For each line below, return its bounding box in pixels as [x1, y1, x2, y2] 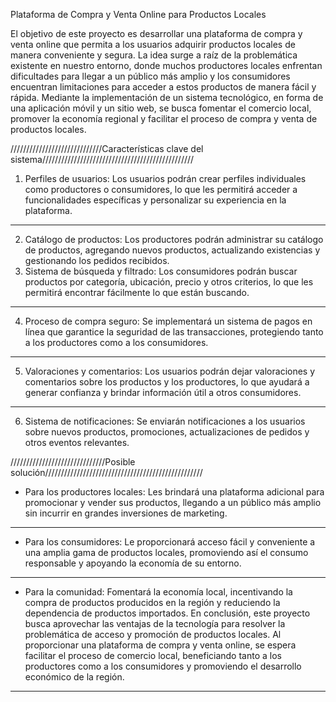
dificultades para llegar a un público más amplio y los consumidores [10, 70, 291, 82]
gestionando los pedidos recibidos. [24, 255, 170, 266]
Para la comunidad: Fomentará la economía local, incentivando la [24, 586, 293, 598]
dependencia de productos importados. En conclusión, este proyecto [24, 607, 311, 619]
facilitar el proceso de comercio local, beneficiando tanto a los [24, 650, 282, 661]
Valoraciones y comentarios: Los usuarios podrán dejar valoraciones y [24, 365, 316, 377]
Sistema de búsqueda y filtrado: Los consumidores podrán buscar [24, 265, 298, 277]
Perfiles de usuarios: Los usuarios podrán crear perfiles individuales [24, 173, 307, 184]
